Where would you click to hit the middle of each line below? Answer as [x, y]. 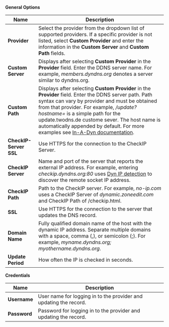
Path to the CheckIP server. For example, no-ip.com [100, 188]
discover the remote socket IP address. [84, 180]
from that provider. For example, [76, 107]
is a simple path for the [94, 114]
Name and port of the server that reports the [91, 161]
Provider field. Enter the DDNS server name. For [95, 68]
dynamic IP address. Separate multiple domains [95, 230]
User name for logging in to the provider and [90, 296]
